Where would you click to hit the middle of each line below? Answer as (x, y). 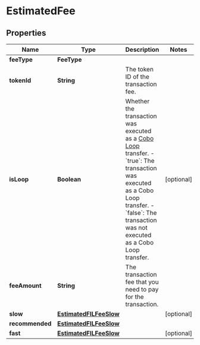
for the (135, 297)
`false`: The (141, 213)
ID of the (137, 77)
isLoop (19, 179)
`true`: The (140, 161)
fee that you (142, 282)
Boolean (69, 179)
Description (142, 50)
